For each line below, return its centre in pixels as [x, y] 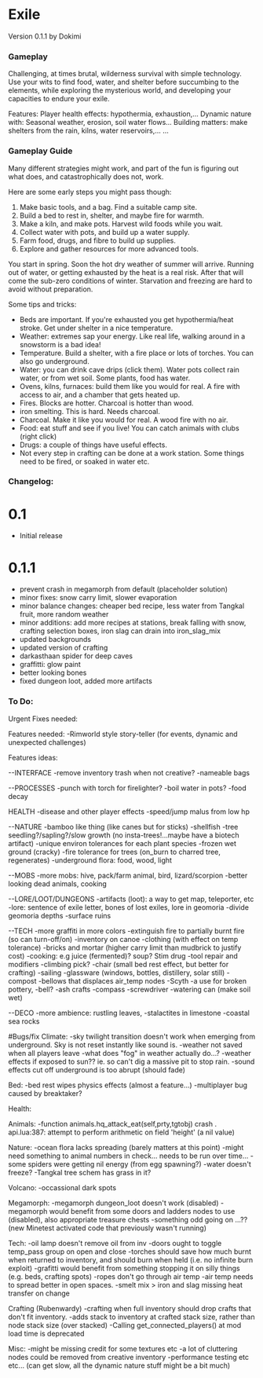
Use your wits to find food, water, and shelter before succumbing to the [124, 82]
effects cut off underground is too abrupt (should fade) [97, 1069]
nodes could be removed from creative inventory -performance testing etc [129, 1357]
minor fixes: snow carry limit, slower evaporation [98, 598]
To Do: [21, 702]
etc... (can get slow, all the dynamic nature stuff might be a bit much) [119, 1365]
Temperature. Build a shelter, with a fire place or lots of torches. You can [136, 353]
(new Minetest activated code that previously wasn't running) [107, 1228]
